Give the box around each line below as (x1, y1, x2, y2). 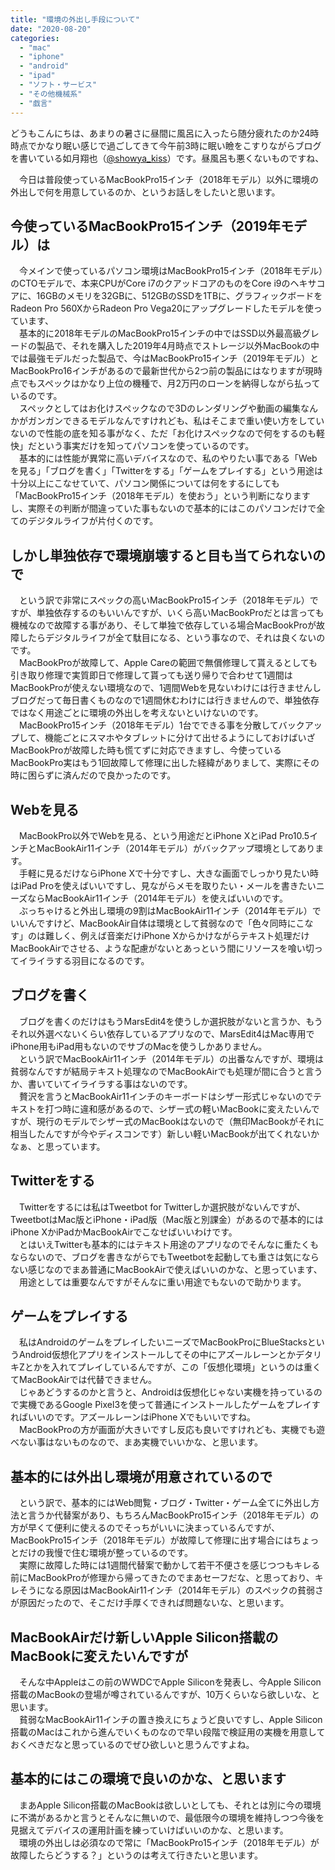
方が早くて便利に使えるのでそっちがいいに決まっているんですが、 (10, 1522, 280, 1534)
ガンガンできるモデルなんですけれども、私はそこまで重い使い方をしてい (27, 415, 325, 427)
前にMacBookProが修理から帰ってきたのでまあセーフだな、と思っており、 (10, 1572, 315, 1584)
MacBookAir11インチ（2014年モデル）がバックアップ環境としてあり (36, 842, 316, 854)
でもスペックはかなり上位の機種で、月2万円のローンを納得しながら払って (18, 377, 321, 390)
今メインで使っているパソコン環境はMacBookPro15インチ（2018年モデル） (18, 265, 324, 277)
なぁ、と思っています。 (10, 1140, 106, 1152)
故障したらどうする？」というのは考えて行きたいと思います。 (10, 1849, 263, 1861)
